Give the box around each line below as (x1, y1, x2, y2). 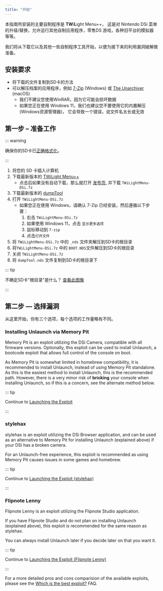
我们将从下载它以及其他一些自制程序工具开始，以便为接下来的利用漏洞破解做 (5, 43, 158, 49)
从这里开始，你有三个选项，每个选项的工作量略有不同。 (5, 316, 115, 322)
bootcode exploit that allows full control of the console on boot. (5, 350, 132, 356)
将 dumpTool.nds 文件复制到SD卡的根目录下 (12, 257, 98, 263)
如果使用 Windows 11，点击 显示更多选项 (26, 220, 104, 227)
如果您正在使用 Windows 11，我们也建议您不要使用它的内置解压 (19, 103, 146, 109)
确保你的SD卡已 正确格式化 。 (5, 148, 62, 154)
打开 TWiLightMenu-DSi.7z (12, 196, 64, 202)
